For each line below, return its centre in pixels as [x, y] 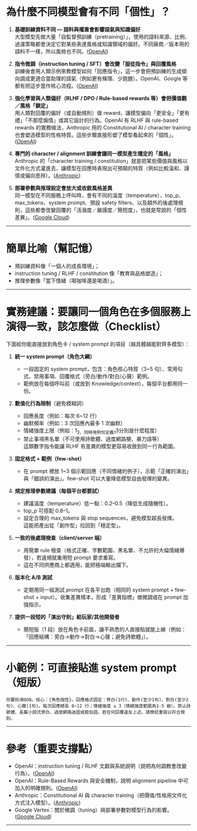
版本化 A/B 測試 [33, 577]
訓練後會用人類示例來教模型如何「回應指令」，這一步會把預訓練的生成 [98, 71]
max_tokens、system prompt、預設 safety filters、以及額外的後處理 [96, 202]
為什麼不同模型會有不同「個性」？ [89, 12]
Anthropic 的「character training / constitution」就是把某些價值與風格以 [101, 161]
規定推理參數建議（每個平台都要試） [58, 491]
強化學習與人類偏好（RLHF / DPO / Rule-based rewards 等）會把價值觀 [101, 98]
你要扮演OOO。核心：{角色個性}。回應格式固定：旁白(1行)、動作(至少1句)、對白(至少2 [97, 700]
